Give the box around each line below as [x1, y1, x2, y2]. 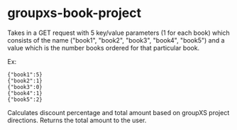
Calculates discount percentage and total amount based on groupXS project [7, 108, 230, 117]
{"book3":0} [7, 83, 43, 90]
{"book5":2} [7, 96, 43, 103]
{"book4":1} [7, 90, 43, 97]
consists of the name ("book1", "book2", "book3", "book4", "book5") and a [7, 36, 225, 44]
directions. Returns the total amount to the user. [7, 116, 147, 124]
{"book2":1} [7, 77, 43, 85]
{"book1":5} [7, 71, 43, 78]
